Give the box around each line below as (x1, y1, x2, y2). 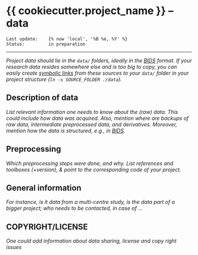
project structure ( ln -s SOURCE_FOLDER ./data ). (6, 75, 122, 83)
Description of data (6, 93, 78, 103)
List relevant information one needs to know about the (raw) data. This (6, 108, 179, 115)
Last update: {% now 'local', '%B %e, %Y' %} (6, 36, 128, 42)
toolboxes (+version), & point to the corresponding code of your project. (6, 166, 181, 173)
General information (6, 183, 81, 193)
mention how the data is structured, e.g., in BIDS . (6, 127, 126, 134)
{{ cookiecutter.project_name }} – (6, 4, 174, 18)
